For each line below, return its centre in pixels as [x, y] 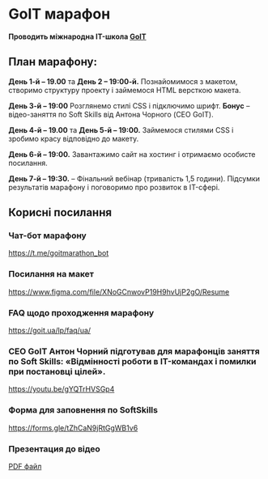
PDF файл [25, 466]
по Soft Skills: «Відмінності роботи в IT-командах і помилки [132, 361]
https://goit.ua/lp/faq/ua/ [50, 331]
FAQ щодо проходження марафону [81, 312]
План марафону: [53, 62]
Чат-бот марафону [47, 235]
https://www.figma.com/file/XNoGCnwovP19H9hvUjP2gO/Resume [119, 291]
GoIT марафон [60, 14]
